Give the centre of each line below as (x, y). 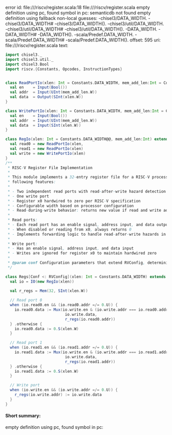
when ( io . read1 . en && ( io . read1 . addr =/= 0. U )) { (64, 348)
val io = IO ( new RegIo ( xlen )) (42, 281)
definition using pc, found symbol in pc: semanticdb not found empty (78, 13)
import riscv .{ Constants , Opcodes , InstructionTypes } (64, 69)
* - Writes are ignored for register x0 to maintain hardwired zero (82, 253)
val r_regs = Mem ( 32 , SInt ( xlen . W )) (49, 291)
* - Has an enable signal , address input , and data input (71, 248)
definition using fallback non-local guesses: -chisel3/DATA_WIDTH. (76, 18)
